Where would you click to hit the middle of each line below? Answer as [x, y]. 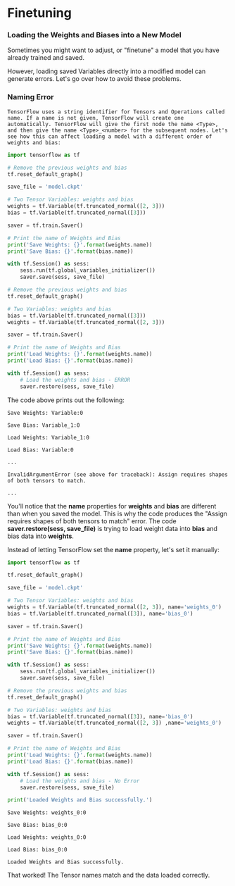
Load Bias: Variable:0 [40, 450]
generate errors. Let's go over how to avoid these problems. [94, 79]
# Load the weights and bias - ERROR [75, 380]
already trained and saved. [46, 58]
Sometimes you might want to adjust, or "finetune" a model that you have [114, 50]
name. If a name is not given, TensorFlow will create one [96, 118]
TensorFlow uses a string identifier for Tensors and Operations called [116, 112]
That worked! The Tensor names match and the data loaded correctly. [109, 875]
